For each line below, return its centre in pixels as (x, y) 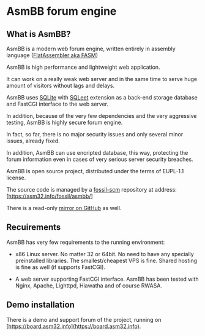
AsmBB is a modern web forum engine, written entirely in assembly (91, 49)
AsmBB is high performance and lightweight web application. (83, 67)
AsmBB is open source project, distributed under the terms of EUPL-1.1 (95, 171)
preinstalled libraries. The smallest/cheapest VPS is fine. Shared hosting (106, 260)
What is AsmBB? (39, 34)
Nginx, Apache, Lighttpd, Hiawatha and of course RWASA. (88, 285)
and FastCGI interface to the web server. (58, 104)
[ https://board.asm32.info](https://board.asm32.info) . (74, 326)
